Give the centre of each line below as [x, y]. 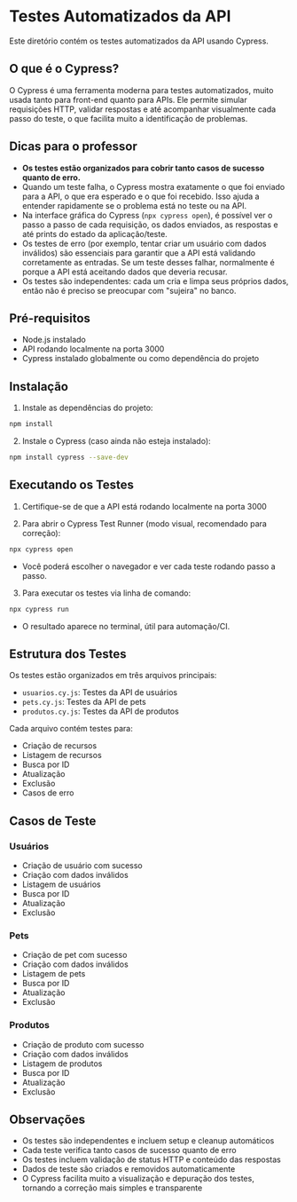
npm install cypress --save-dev [69, 458]
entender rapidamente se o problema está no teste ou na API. [134, 205]
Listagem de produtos [62, 1064]
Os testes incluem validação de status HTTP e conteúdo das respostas [151, 1159]
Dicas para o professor [73, 147]
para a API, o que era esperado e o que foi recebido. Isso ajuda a [141, 196]
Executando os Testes [72, 485]
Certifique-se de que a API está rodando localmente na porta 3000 [145, 506]
